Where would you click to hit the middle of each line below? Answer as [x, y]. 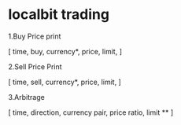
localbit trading [59, 15]
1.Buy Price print [35, 36]
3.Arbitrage [26, 97]
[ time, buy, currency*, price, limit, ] [65, 51]
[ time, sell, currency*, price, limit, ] [65, 82]
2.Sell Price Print [35, 66]
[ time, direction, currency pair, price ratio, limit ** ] [91, 112]
